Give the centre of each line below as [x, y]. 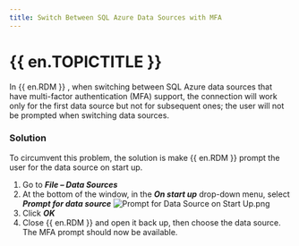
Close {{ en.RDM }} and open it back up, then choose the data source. [152, 222]
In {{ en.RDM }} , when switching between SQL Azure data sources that [141, 87]
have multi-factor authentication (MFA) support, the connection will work [143, 96]
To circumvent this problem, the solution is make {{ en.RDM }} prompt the [145, 157]
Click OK [38, 213]
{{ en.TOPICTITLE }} [86, 61]
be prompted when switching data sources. [90, 115]
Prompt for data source [67, 203]
